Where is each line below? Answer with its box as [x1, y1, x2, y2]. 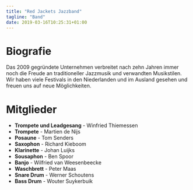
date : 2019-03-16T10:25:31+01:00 [6, 19, 87, 25]
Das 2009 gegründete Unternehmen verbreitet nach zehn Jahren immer [6, 64, 179, 71]
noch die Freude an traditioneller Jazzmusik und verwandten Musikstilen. [6, 70, 182, 77]
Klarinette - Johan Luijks [14, 147, 75, 154]
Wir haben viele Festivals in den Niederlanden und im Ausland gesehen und [6, 76, 188, 83]
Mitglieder [6, 103, 57, 116]
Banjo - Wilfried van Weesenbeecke [14, 159, 102, 166]
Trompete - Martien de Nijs [14, 128, 80, 135]
